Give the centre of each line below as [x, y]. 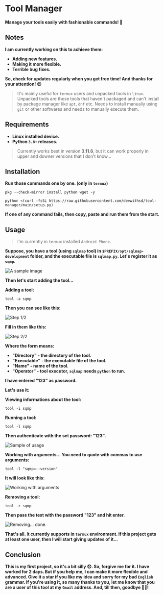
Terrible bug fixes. [31, 69]
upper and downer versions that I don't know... [64, 156]
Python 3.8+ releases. [35, 141]
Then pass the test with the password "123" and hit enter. [65, 515]
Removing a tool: [23, 497]
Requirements [27, 125]
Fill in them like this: [26, 327]
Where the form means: [30, 346]
